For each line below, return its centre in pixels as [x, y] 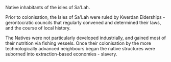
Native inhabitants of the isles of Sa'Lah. [48, 7]
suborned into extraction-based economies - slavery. [61, 54]
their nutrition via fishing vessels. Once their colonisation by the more [78, 43]
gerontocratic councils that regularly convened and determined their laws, [83, 23]
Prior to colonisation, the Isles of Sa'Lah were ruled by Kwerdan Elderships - [85, 17]
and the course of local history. [38, 28]
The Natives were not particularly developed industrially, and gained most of [86, 38]
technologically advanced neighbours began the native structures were [80, 49]
